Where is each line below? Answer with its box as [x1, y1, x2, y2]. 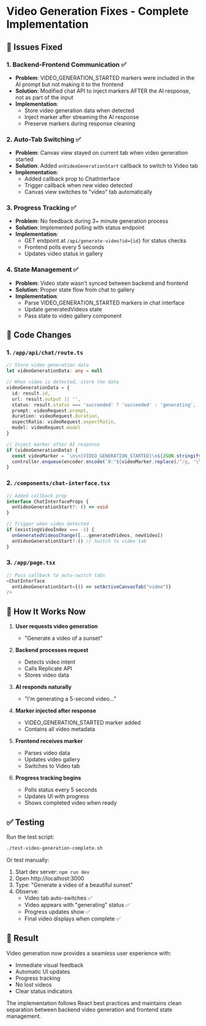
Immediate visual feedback [15, 961, 84, 968]
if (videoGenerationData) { [6, 447, 78, 453]
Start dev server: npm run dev [15, 868, 90, 876]
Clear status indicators [15, 987, 72, 995]
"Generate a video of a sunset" [24, 634, 103, 642]
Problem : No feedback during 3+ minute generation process [15, 217, 169, 225]
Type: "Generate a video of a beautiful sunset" [15, 881, 133, 888]
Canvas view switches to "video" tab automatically [24, 188, 153, 196]
